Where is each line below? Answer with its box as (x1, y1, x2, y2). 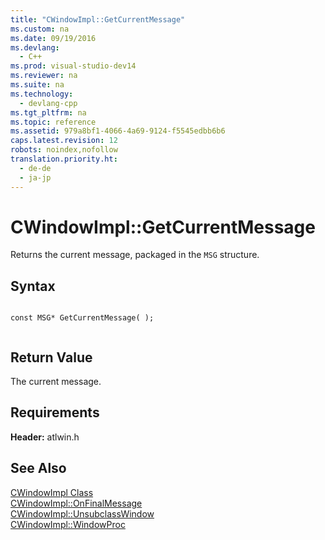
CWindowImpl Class (10, 486, 94, 498)
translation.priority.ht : (10, 154, 118, 164)
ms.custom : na (10, 24, 70, 34)
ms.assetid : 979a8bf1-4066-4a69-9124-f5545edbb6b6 (10, 126, 226, 136)
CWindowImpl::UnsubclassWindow (10, 507, 155, 520)
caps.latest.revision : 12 (10, 136, 118, 146)
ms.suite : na (10, 80, 65, 90)
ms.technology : (10, 89, 74, 99)
